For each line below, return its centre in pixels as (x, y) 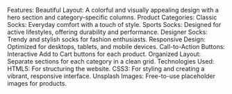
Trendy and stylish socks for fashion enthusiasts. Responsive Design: (107, 39)
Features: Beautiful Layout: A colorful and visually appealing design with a (113, 10)
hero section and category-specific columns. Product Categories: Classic (112, 17)
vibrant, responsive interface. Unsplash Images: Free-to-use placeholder (111, 76)
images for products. (37, 83)
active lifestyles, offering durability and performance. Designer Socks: (108, 32)
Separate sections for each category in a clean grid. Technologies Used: (111, 61)
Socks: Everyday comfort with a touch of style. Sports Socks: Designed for (114, 25)
